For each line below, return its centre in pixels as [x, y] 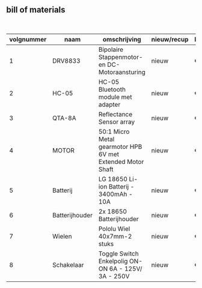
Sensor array [117, 122]
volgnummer [28, 39]
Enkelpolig [113, 261]
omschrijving [122, 39]
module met [115, 97]
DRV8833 [66, 61]
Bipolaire [111, 49]
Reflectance [115, 114]
